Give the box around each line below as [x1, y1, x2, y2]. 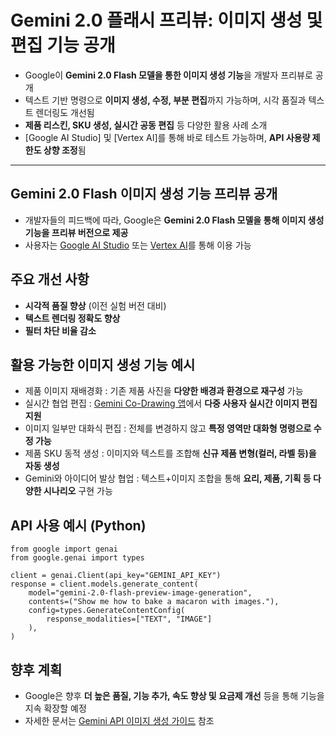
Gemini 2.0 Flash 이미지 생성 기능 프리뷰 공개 [10, 186, 278, 203]
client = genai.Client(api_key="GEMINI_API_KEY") [10, 571, 222, 581]
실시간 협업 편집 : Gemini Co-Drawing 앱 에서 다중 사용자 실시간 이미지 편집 [24, 397, 318, 410]
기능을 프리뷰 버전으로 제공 [24, 226, 129, 238]
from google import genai [10, 544, 118, 555]
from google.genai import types [10, 553, 145, 563]
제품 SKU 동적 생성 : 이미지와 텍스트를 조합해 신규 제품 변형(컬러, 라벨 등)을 [24, 447, 317, 460]
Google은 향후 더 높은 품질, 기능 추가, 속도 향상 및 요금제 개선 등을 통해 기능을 [24, 690, 325, 701]
